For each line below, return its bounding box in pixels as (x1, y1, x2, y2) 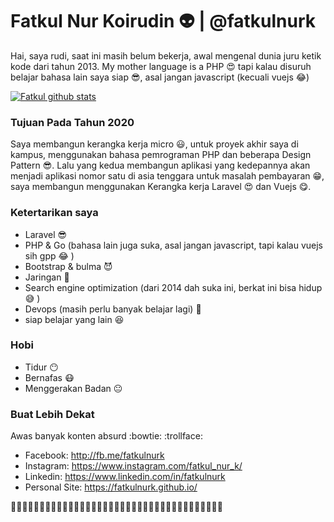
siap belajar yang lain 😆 (24, 313, 125, 325)
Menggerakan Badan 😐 (24, 382, 123, 394)
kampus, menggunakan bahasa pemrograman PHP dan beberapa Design (10, 149, 312, 161)
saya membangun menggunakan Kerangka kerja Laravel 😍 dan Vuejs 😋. (10, 181, 312, 193)
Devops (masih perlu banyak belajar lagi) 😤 (24, 303, 202, 315)
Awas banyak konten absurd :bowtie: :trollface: (10, 430, 203, 442)
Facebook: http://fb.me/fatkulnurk (24, 449, 165, 462)
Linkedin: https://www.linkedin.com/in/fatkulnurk (24, 471, 226, 483)
